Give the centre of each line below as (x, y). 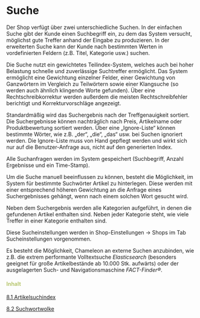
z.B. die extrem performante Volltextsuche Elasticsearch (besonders (91, 257)
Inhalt (14, 284)
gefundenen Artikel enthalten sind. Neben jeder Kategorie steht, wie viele (98, 214)
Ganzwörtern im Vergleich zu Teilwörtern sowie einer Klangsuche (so (92, 84)
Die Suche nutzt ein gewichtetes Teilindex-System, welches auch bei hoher (100, 65)
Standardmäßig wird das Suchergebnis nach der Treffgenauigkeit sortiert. (98, 115)
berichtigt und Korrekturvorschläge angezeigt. (64, 103)
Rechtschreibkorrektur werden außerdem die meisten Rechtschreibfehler (97, 97)
